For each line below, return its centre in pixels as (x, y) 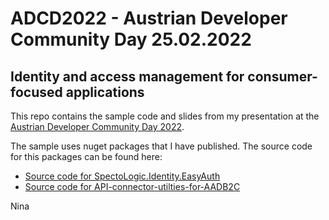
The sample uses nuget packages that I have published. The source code (161, 146)
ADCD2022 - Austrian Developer (149, 18)
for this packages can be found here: (86, 156)
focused (36, 92)
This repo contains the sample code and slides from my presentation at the (165, 116)
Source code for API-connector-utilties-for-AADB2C (132, 186)
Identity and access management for (127, 76)
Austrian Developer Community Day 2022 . (97, 126)
